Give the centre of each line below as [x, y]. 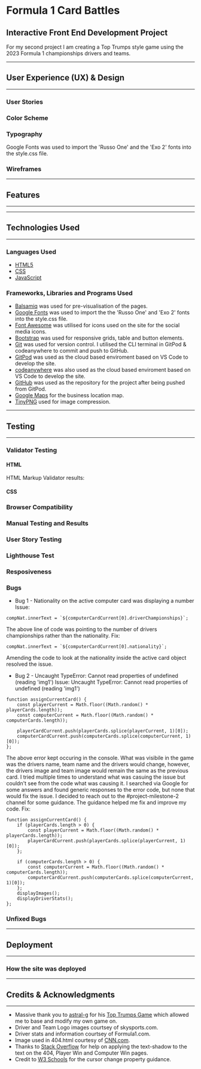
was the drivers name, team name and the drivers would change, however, [98, 764]
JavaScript [28, 278]
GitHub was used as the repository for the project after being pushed [100, 383]
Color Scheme [28, 118]
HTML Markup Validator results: [45, 478]
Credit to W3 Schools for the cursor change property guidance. [93, 1059]
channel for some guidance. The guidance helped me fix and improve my [96, 802]
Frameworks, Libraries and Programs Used [69, 293]
